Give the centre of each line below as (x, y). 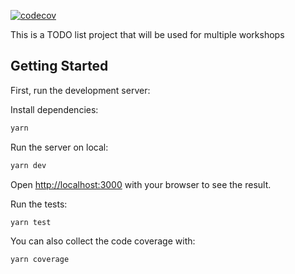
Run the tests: (39, 204)
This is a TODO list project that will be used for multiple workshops (147, 34)
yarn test (31, 222)
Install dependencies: (54, 109)
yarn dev (28, 165)
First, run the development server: (80, 90)
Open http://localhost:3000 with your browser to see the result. (141, 184)
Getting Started (59, 66)
